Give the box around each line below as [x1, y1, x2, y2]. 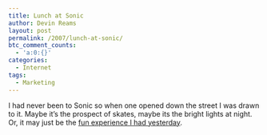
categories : [8, 57, 48, 65]
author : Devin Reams [8, 19, 78, 27]
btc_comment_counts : [8, 42, 78, 50]
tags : [8, 71, 26, 79]
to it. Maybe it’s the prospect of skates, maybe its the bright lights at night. [8, 109, 253, 118]
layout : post [8, 26, 52, 34]
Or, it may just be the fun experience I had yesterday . [8, 117, 182, 127]
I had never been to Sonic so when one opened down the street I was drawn [8, 101, 260, 110]
